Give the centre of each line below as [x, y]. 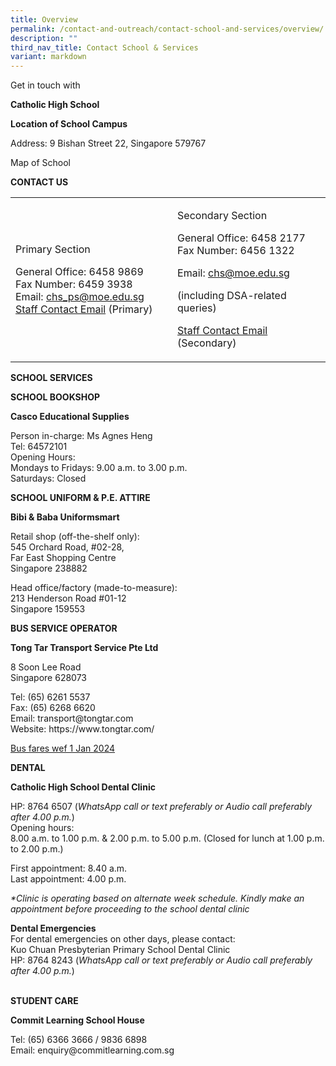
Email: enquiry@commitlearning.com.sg [92, 1050]
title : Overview [44, 19]
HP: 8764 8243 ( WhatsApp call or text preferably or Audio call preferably [161, 960]
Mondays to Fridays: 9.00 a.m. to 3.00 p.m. [99, 468]
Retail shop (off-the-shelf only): [75, 537]
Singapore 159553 [48, 609]
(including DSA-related [232, 296]
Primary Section [53, 249]
